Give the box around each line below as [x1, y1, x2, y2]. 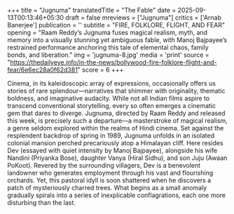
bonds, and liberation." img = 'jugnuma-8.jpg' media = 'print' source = [7, 51, 209, 59]
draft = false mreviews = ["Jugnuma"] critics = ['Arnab [65, 13, 222, 22]
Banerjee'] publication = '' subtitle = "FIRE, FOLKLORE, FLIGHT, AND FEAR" [7, 21, 226, 29]
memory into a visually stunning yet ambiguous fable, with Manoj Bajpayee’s [7, 36, 228, 44]
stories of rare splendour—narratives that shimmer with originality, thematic [7, 87, 226, 95]
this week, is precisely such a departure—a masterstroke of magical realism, [7, 116, 228, 125]
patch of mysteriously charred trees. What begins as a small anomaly [7, 184, 207, 192]
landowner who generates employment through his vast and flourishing [7, 168, 214, 177]
